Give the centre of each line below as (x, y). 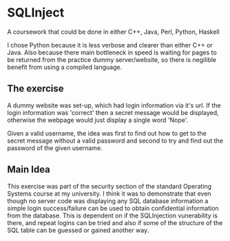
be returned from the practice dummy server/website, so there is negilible (112, 59)
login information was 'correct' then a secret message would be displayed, (113, 112)
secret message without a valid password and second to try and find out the (115, 140)
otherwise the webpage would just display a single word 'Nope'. (98, 120)
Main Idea (29, 170)
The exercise (35, 88)
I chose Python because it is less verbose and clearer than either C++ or (110, 45)
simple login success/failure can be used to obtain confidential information (113, 208)
